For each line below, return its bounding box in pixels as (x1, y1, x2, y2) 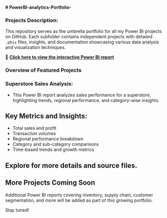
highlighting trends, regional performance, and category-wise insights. (12, 97, 160, 103)
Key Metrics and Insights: (5, 112, 87, 120)
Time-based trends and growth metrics (12, 146, 94, 153)
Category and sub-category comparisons (12, 141, 99, 147)
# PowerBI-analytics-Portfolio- (5, 5, 72, 10)
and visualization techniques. (5, 44, 66, 50)
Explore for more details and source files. (5, 161, 138, 170)
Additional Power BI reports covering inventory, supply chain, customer (5, 192, 153, 198)
